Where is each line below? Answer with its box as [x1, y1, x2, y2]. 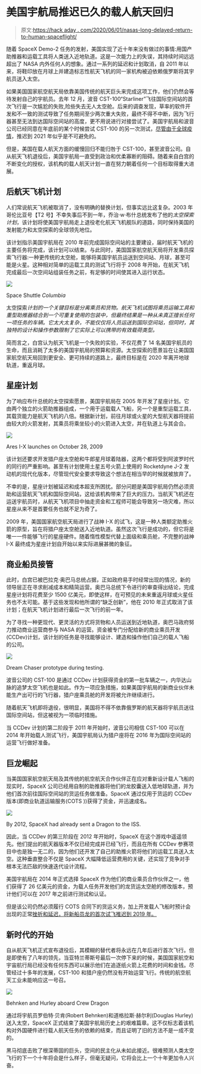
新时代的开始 [6, 930, 54, 940]
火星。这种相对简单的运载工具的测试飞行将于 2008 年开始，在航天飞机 [16, 261, 190, 268]
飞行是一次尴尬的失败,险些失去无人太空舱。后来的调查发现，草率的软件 [11, 103, 186, 110]
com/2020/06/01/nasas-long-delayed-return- [80, 26, 193, 33]
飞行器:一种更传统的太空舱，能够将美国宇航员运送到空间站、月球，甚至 [11, 253, 186, 261]
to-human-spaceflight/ [20, 33, 78, 40]
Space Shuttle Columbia [6, 292, 66, 299]
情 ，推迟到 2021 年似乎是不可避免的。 [6, 132, 100, 140]
